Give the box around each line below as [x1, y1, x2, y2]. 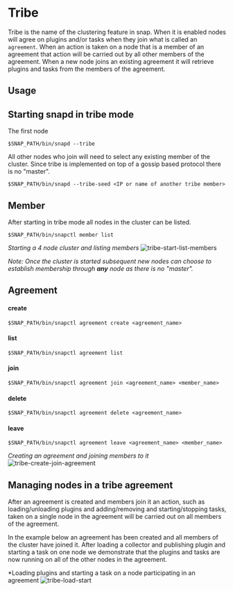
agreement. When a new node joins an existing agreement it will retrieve [8, 57, 214, 65]
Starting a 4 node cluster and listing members [8, 243, 139, 251]
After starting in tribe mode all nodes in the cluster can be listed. [8, 217, 191, 226]
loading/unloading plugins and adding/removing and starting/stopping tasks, [8, 505, 227, 513]
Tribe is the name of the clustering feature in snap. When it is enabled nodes [8, 28, 226, 36]
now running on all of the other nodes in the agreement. [8, 556, 167, 564]
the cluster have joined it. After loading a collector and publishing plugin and [8, 540, 226, 549]
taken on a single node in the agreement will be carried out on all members [8, 513, 222, 521]
